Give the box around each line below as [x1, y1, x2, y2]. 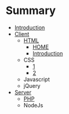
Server [14, 88, 31, 96]
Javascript [23, 76, 50, 83]
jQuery [23, 82, 41, 89]
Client [14, 30, 30, 37]
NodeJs [23, 101, 44, 109]
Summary [5, 4, 56, 18]
